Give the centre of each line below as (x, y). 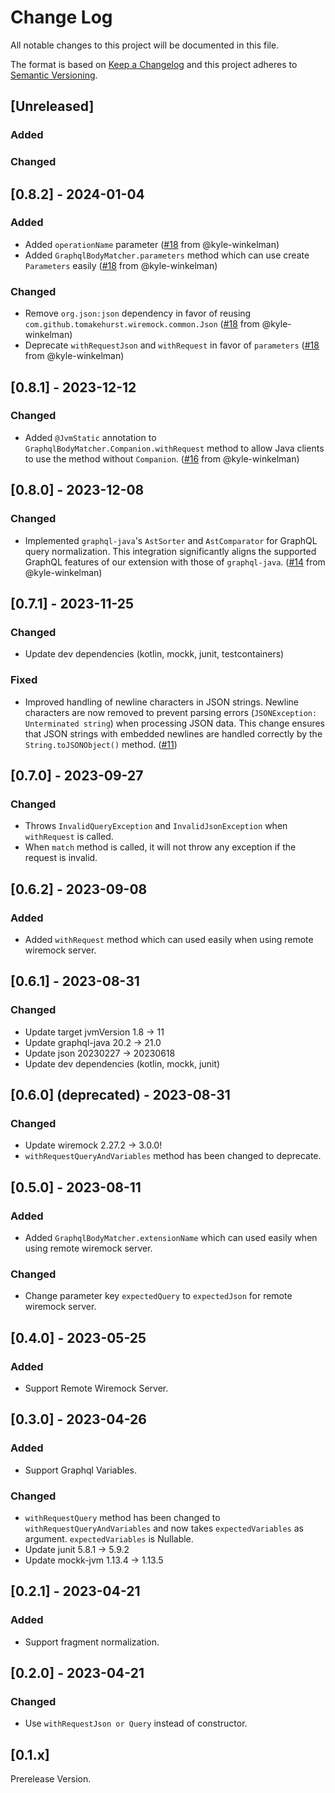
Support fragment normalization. (92, 1642)
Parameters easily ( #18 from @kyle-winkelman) (121, 265)
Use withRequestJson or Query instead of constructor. (136, 1723)
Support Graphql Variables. (80, 1470)
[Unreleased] (52, 106)
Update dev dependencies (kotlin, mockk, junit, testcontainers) (154, 654)
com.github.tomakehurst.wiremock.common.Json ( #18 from (142, 324)
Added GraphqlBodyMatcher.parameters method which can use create (167, 255)
